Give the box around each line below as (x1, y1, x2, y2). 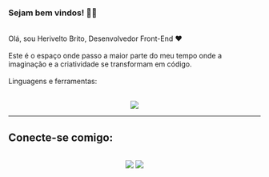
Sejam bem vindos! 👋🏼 (8, 7, 98, 18)
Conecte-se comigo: (8, 131, 114, 144)
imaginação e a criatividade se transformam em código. (8, 59, 192, 69)
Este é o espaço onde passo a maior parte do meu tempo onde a (8, 51, 223, 61)
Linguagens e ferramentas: (8, 76, 98, 86)
